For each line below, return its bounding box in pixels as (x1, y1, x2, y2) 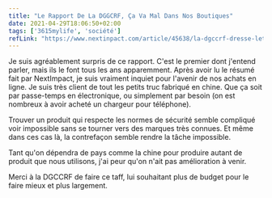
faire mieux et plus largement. (8, 181, 108, 191)
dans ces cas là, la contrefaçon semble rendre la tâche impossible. (8, 133, 232, 142)
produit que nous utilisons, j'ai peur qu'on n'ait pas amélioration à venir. (8, 157, 247, 166)
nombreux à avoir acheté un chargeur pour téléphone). (8, 99, 192, 109)
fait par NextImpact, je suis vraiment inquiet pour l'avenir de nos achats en (8, 74, 257, 83)
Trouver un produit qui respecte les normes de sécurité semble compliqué (8, 115, 256, 125)
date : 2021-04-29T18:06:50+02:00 (8, 19, 121, 27)
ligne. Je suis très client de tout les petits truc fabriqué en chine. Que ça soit (8, 82, 263, 92)
